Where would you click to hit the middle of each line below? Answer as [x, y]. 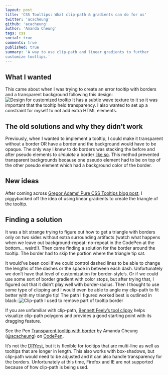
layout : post [19, 10]
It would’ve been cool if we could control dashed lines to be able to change [83, 263]
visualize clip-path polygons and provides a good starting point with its [78, 316]
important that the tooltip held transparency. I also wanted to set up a [76, 105]
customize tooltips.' [28, 57]
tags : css [16, 33]
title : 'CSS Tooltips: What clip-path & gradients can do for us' [76, 15]
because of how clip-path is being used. [47, 367]
